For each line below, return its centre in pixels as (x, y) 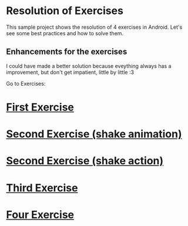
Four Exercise (40, 215)
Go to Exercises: (26, 83)
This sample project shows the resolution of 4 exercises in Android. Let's (94, 27)
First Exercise (40, 107)
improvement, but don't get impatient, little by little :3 (70, 72)
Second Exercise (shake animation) (94, 134)
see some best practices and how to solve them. (65, 33)
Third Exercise (42, 188)
